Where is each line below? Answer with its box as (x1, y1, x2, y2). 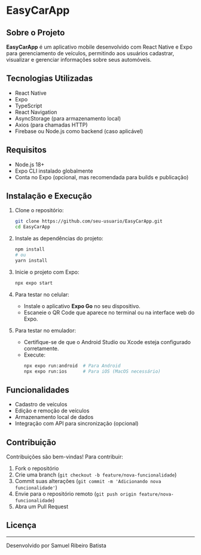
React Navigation (14, 108, 57, 116)
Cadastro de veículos (14, 401, 68, 408)
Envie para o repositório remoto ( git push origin (14, 490, 136, 497)
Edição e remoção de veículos (14, 407, 90, 414)
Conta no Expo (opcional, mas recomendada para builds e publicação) (14, 173, 189, 180)
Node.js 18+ (14, 161, 45, 168)
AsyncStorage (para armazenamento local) (14, 114, 121, 122)
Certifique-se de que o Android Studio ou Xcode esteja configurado (23, 338, 191, 345)
